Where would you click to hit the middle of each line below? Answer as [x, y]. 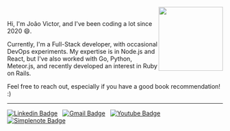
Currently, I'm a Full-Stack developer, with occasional [82, 44]
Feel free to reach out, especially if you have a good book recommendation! [114, 86]
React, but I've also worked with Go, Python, [69, 59]
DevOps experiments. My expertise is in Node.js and [81, 52]
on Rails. [19, 73]
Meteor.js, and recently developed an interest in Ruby [82, 66]
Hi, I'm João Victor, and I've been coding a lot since [80, 24]
